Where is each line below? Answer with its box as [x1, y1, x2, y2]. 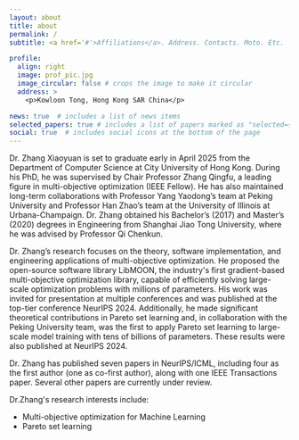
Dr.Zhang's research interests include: [9, 394, 149, 405]
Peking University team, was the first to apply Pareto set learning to [9, 322, 256, 333]
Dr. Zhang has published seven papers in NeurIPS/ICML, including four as [9, 358, 279, 369]
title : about [9, 21, 58, 30]
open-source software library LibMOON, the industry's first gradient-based [9, 265, 285, 276]
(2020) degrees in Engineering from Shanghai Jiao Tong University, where [9, 220, 282, 230]
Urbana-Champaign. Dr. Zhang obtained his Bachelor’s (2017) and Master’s [9, 210, 285, 220]
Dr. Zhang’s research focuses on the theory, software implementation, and [9, 246, 282, 257]
